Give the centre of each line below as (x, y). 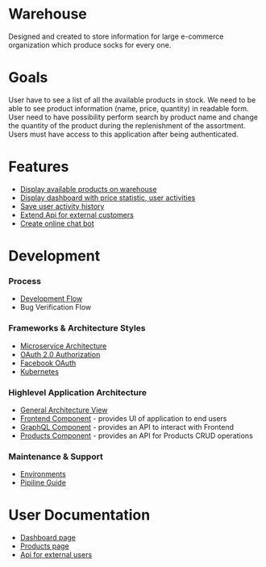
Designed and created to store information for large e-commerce (116, 36)
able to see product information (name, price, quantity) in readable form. (129, 108)
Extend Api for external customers (77, 215)
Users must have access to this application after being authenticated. (123, 134)
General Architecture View (64, 410)
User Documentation (79, 515)
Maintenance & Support (56, 457)
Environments (43, 474)
